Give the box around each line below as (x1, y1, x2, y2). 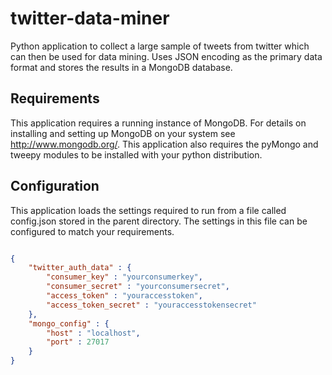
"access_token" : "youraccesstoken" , (46, 291, 203, 301)
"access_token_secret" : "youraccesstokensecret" (46, 300, 257, 310)
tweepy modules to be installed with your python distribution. (10, 148, 263, 161)
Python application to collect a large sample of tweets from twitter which (10, 40, 310, 52)
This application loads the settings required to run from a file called (10, 204, 287, 216)
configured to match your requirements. (10, 225, 175, 237)
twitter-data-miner (10, 7, 170, 30)
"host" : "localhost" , (46, 328, 141, 338)
